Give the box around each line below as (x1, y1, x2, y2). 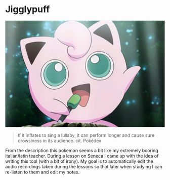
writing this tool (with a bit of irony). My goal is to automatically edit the (5, 158, 153, 164)
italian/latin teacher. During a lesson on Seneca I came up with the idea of (5, 153, 159, 159)
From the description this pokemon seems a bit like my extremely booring (5, 147, 158, 153)
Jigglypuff (5, 4, 50, 15)
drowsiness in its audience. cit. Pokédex (17, 137, 102, 143)
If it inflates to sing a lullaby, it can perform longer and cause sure (17, 132, 155, 138)
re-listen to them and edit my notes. (5, 169, 80, 175)
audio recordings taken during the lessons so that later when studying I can (5, 163, 163, 169)
